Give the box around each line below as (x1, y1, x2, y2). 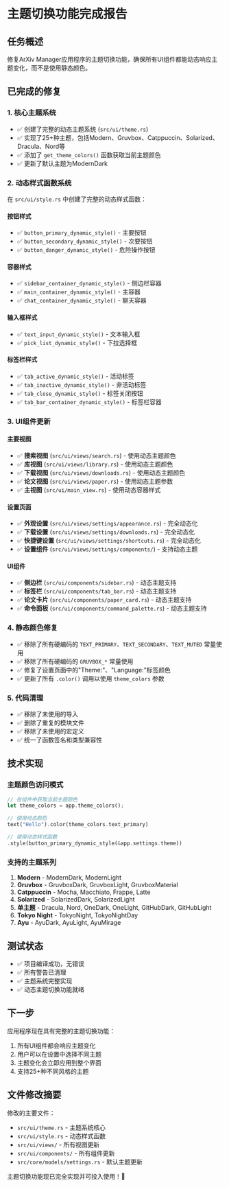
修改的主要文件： (7, 1109, 56, 1117)
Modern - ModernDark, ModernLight (16, 873, 122, 882)
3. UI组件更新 (7, 416, 51, 426)
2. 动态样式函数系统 (7, 178, 72, 187)
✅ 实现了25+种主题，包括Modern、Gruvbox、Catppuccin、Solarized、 (16, 133, 219, 141)
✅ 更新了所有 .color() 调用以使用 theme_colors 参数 (16, 674, 165, 683)
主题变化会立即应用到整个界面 (16, 1058, 101, 1067)
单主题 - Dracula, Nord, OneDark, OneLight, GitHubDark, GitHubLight (16, 904, 212, 912)
